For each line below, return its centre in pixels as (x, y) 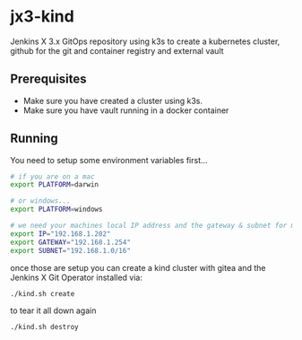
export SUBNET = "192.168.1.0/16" (70, 250)
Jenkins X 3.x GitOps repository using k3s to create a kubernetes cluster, (145, 41)
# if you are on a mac (52, 177)
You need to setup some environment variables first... (109, 160)
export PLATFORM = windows (56, 209)
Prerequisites (48, 79)
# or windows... (40, 201)
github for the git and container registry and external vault (117, 50)
